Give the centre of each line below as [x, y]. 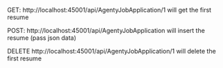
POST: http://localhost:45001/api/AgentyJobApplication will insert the [106, 31]
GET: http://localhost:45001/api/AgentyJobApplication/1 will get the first [109, 10]
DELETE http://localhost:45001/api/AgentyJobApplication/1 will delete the [111, 51]
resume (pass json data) [42, 38]
